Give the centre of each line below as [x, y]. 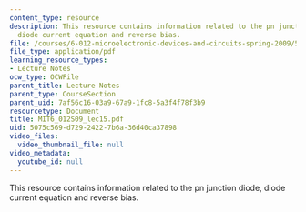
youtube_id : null [51, 162]
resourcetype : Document [55, 111]
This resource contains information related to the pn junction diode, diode [148, 187]
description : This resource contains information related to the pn [142, 26]
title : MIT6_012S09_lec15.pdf [67, 119]
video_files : [34, 136]
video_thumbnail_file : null [71, 145]
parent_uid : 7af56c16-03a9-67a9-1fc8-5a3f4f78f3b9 [107, 102]
